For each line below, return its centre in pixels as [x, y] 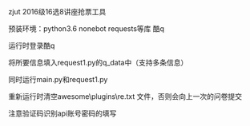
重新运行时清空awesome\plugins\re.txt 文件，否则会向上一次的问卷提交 [125, 96]
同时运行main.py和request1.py [58, 79]
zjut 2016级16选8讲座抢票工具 [57, 12]
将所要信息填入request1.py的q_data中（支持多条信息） [98, 63]
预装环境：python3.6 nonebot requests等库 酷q [87, 29]
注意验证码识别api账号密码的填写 [62, 113]
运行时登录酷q [32, 45]
